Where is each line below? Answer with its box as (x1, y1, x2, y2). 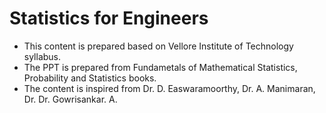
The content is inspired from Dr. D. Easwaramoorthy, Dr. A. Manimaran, (23, 82, 316, 94)
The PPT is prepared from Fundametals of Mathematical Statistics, (23, 61, 298, 73)
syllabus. (23, 50, 62, 62)
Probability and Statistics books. (23, 72, 157, 84)
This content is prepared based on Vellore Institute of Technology (23, 40, 294, 52)
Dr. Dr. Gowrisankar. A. (23, 93, 118, 105)
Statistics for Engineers (9, 7, 209, 30)
